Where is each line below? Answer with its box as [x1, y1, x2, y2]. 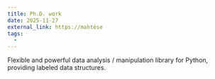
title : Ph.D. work [7, 10, 62, 18]
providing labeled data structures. [7, 63, 106, 72]
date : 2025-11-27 [7, 17, 59, 24]
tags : [7, 30, 23, 37]
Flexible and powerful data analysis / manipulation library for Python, [7, 56, 209, 64]
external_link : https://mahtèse [7, 23, 103, 30]
